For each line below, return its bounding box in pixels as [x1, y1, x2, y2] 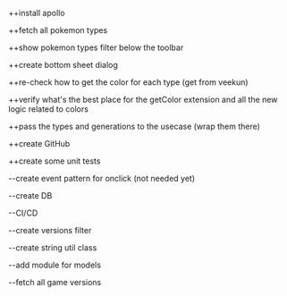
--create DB [8, 190, 53, 200]
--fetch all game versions [8, 277, 102, 287]
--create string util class [8, 242, 97, 253]
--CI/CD [8, 207, 38, 218]
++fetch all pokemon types [8, 25, 108, 35]
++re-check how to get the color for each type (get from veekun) [8, 77, 249, 88]
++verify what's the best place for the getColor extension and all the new [8, 94, 278, 105]
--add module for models [8, 259, 102, 270]
